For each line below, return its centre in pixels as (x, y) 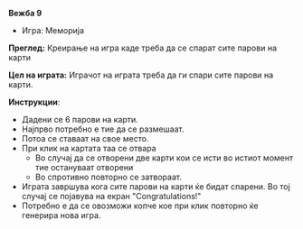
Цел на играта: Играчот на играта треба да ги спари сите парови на (141, 75)
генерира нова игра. (61, 215)
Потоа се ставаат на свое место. (85, 138)
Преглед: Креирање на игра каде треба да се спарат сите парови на (143, 48)
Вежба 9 (25, 13)
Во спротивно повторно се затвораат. (109, 177)
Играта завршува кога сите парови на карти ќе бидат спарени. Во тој (156, 187)
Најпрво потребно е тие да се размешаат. (103, 129)
